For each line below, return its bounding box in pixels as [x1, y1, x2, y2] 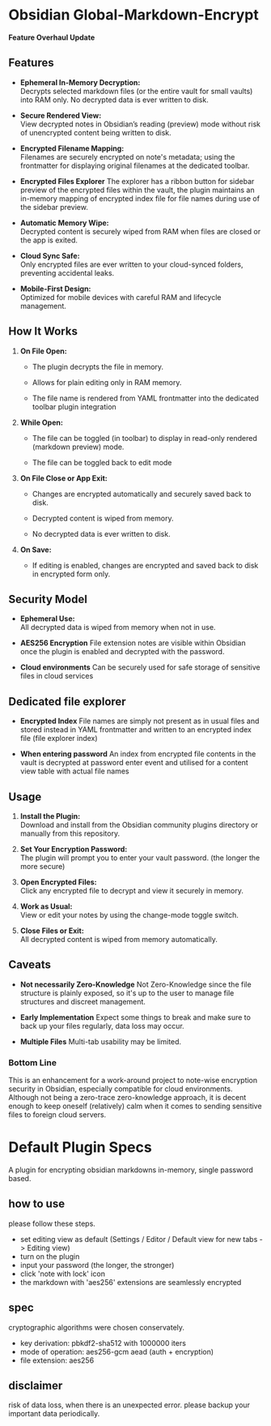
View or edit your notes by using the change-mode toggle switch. [19, 910, 239, 919]
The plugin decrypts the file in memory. [32, 362, 164, 371]
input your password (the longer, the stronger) [19, 1260, 175, 1270]
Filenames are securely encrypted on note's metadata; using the [19, 152, 235, 161]
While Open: [19, 418, 63, 427]
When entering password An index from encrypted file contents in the [19, 749, 256, 759]
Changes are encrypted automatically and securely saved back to [32, 489, 252, 499]
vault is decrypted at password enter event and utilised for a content [19, 758, 248, 768]
